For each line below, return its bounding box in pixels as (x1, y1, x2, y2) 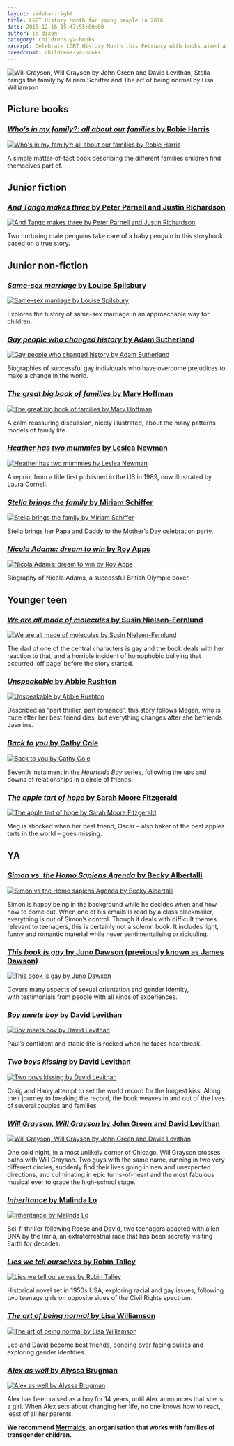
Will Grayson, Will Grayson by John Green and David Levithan (7, 1118, 221, 1128)
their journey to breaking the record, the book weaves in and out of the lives (7, 1094, 225, 1102)
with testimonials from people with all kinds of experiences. (7, 993, 178, 1001)
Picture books (7, 103, 69, 115)
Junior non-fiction (7, 259, 88, 271)
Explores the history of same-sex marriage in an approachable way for (7, 309, 210, 318)
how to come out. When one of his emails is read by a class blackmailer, (7, 907, 214, 916)
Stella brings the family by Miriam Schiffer (7, 497, 153, 507)
